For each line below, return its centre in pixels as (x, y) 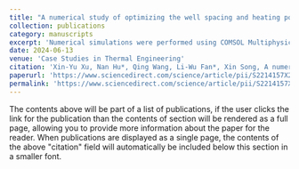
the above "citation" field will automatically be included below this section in (149, 147)
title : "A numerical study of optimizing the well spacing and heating (145, 17)
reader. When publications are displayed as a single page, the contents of (144, 137)
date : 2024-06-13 (41, 51)
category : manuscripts (51, 34)
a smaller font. (36, 156)
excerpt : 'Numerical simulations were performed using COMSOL (127, 42)
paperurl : (28, 76)
